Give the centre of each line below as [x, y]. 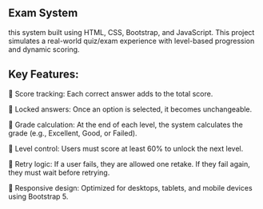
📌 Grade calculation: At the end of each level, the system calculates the [126, 124]
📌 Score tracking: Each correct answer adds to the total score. [111, 93]
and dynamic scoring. [44, 49]
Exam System [43, 13]
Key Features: [44, 75]
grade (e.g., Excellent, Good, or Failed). [73, 133]
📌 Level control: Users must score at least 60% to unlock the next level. [126, 148]
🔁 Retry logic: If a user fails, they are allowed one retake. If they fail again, [129, 164]
